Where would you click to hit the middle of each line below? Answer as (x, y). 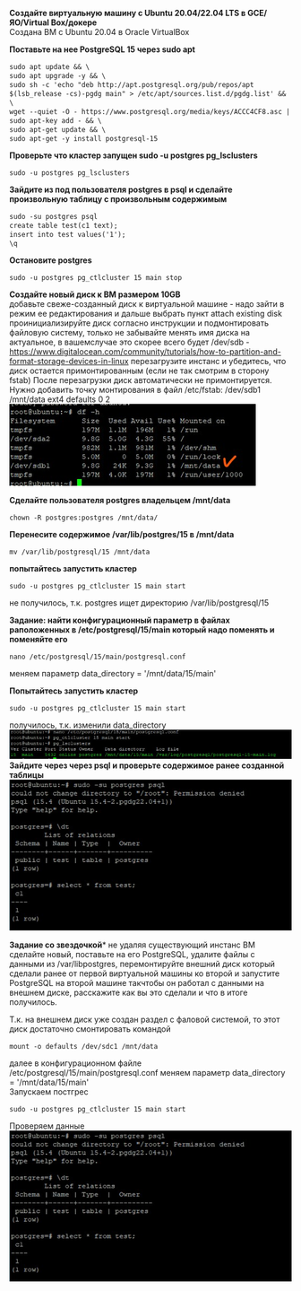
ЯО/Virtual (29, 22)
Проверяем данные (47, 1126)
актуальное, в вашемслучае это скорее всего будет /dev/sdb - (129, 342)
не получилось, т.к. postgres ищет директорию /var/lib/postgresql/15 (139, 603)
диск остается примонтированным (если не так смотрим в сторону (139, 371)
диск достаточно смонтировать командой (90, 1029)
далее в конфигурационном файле (75, 1063)
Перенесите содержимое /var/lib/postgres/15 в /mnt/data (122, 534)
